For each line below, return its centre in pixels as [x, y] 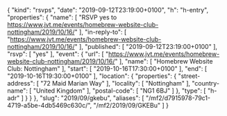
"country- [206, 83]
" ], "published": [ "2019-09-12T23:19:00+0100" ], [146, 47]
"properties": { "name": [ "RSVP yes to [62, 17]
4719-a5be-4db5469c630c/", [50, 105]
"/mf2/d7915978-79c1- [178, 98]
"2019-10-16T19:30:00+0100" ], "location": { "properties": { [92, 76]
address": [21, 83]
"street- [189, 76]
